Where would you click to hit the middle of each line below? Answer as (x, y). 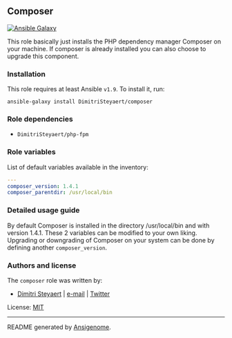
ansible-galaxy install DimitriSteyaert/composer (80, 102)
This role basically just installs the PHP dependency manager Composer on (114, 41)
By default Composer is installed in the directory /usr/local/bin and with (108, 225)
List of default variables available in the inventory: (78, 167)
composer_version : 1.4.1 (43, 186)
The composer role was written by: (55, 280)
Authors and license (42, 265)
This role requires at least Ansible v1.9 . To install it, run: (86, 89)
